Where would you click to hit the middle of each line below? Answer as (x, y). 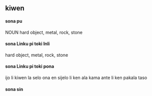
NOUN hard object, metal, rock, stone (44, 32)
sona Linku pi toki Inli (27, 44)
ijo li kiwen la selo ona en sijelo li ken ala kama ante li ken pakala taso (76, 78)
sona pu (14, 21)
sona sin (14, 89)
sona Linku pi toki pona (30, 66)
